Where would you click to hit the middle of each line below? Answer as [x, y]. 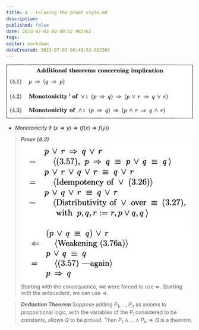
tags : [13, 38]
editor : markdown [28, 44]
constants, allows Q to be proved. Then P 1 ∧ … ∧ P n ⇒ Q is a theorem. [106, 321]
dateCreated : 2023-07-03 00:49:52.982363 [58, 50]
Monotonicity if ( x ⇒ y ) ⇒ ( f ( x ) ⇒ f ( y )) [62, 128]
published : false [28, 25]
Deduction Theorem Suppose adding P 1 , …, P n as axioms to [94, 305]
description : [22, 19]
